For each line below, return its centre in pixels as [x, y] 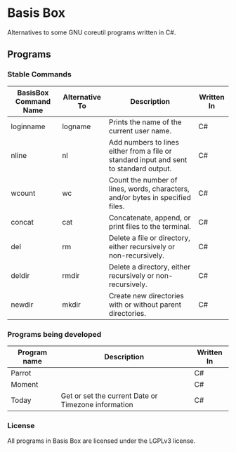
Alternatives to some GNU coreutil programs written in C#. [92, 32]
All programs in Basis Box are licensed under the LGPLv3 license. [101, 441]
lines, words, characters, [149, 189]
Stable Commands [39, 74]
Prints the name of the [145, 122]
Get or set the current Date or [109, 396]
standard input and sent [148, 159]
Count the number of [143, 180]
